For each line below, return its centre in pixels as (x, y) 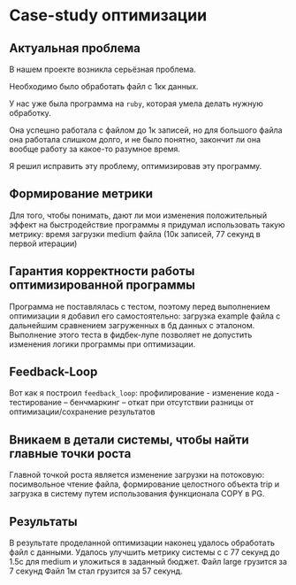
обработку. (30, 113)
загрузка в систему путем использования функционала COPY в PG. (137, 494)
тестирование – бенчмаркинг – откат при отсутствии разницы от (132, 403)
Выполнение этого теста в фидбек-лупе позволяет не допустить (131, 335)
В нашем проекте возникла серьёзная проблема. (102, 69)
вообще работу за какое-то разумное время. (95, 149)
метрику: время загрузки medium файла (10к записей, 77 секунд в (135, 234)
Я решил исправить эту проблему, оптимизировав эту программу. (136, 166)
